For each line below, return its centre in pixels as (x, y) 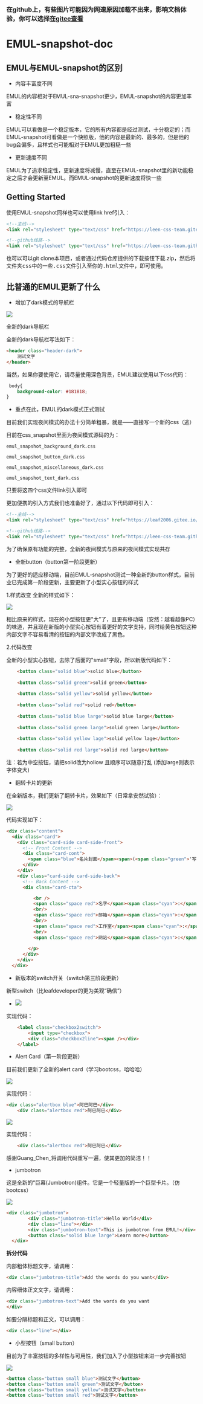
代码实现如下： (25, 819)
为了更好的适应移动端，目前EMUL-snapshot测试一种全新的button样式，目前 (101, 575)
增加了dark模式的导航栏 (44, 303)
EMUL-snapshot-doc (60, 44)
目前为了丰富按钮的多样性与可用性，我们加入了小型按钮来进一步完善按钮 (96, 1356)
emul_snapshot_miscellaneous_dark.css (55, 468)
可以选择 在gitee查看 (54, 18)
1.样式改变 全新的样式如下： (41, 595)
